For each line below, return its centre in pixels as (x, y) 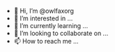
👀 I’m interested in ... (43, 18)
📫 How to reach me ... (46, 41)
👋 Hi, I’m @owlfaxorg (44, 11)
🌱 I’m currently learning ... (51, 26)
